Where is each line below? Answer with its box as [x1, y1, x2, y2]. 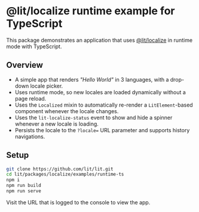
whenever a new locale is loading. [14, 120, 99, 127]
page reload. [14, 95, 47, 102]
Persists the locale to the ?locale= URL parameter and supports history [14, 126, 190, 133]
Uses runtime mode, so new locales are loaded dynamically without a [14, 88, 186, 96]
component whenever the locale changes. [14, 107, 119, 114]
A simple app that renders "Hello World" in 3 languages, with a [14, 76, 169, 83]
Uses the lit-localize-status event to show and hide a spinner [14, 114, 173, 121]
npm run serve [6, 188, 42, 194]
